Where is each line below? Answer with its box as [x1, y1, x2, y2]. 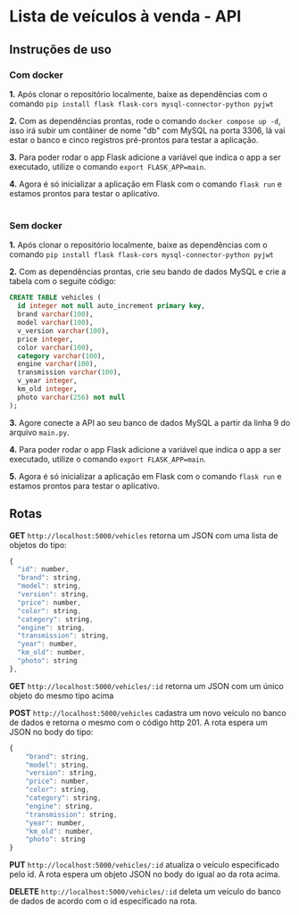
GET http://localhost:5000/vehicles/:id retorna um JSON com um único [9, 680, 284, 691]
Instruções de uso [9, 42, 112, 57]
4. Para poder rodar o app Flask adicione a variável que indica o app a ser [9, 444, 281, 454]
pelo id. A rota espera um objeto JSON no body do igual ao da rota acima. [9, 869, 281, 880]
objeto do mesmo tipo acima [9, 690, 114, 701]
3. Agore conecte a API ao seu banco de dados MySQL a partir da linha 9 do [9, 417, 291, 428]
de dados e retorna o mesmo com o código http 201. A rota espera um [9, 717, 268, 728]
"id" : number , [17, 565, 70, 574]
